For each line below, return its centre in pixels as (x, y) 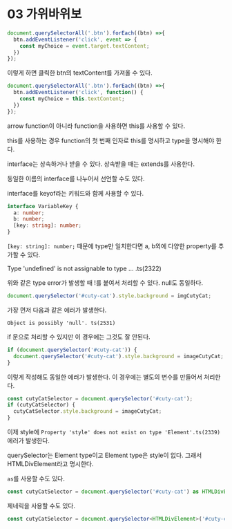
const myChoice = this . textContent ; (72, 99)
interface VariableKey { (43, 206)
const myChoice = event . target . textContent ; (85, 46)
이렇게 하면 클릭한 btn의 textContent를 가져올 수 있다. (80, 73)
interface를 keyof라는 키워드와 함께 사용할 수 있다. (76, 193)
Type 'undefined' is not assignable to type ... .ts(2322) (85, 269)
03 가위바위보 (45, 14)
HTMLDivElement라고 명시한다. (50, 464)
